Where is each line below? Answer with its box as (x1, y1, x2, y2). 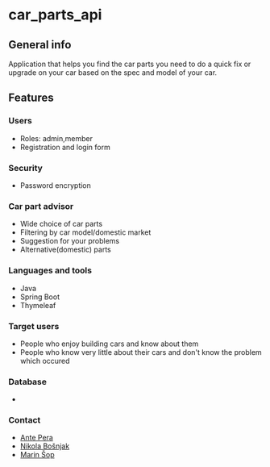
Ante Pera (19, 433, 54, 443)
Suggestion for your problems (19, 236, 119, 246)
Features (8, 91, 54, 105)
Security (8, 162, 43, 173)
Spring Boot (19, 292, 60, 302)
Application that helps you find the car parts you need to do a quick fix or (8, 59, 251, 69)
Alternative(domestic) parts (19, 244, 111, 255)
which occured (19, 356, 70, 365)
